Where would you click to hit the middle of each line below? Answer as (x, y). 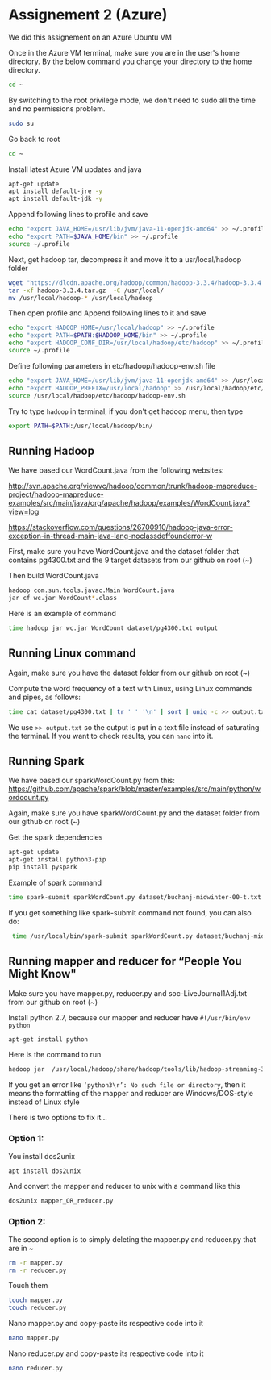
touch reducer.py (38, 1308)
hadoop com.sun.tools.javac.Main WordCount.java (92, 590)
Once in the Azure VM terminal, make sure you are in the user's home (124, 52)
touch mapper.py (35, 1300)
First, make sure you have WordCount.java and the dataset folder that (124, 552)
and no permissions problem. (57, 108)
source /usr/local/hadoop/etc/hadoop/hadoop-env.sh (97, 396)
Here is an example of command (63, 613)
